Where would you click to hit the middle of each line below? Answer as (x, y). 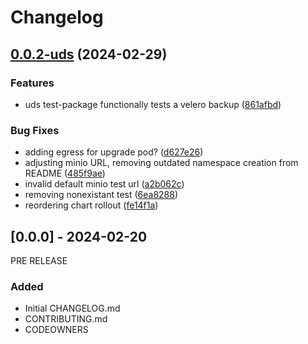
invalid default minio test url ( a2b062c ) (104, 184)
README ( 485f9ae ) (65, 173)
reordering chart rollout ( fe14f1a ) (91, 205)
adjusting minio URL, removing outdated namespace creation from (161, 163)
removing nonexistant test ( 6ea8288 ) (101, 195)
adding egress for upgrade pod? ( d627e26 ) (114, 152)
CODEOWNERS (56, 330)
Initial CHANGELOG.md (72, 308)
